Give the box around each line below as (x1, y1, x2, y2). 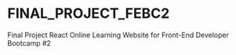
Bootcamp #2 (7, 38, 52, 47)
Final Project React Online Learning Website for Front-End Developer (7, 30, 229, 40)
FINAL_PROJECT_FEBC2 (7, 5, 170, 22)
